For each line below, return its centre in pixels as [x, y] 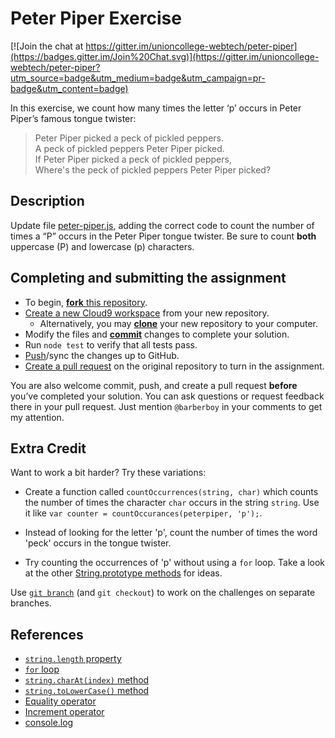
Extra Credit [48, 448]
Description [47, 201]
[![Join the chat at [47, 46]
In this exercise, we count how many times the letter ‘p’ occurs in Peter [156, 108]
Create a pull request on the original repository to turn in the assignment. [174, 366]
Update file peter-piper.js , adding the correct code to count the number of [162, 225]
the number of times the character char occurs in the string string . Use [172, 503]
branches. [31, 603]
